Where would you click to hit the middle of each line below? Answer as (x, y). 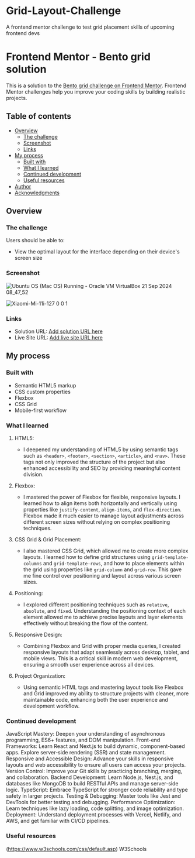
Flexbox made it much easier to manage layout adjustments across (103, 516)
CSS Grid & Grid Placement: (48, 539)
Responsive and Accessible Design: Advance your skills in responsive (90, 759)
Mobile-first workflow (41, 410)
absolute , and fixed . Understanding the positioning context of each (104, 610)
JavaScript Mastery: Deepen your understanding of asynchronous (86, 734)
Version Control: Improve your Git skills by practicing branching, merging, (94, 771)
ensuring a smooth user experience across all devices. (89, 664)
